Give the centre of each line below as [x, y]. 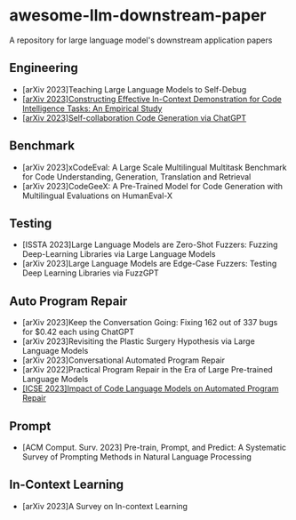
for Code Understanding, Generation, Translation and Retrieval [136, 176]
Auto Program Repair [68, 301]
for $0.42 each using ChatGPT [78, 332]
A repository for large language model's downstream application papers [141, 40]
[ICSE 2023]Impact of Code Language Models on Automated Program [150, 388]
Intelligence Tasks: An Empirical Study [92, 108]
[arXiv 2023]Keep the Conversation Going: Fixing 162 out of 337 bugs [150, 323]
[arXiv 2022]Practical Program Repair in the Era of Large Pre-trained [147, 370]
